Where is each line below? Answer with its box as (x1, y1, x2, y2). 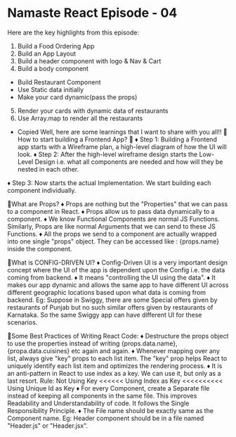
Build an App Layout (17, 49, 76, 58)
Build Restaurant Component (17, 77, 101, 86)
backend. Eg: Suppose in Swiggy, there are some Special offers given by (7, 296, 218, 304)
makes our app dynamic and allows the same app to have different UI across (7, 280, 229, 289)
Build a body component (17, 64, 89, 72)
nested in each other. (17, 165, 79, 173)
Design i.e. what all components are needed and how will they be (34, 157, 223, 166)
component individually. (7, 186, 77, 194)
